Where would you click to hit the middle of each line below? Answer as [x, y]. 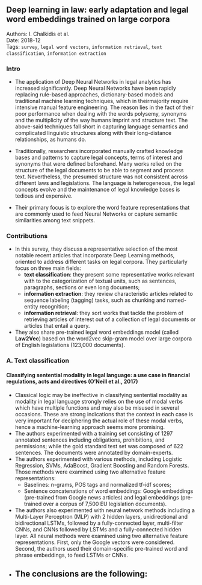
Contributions [27, 236]
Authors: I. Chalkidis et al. [38, 34]
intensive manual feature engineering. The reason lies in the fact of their [104, 107]
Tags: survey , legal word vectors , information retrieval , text [84, 46]
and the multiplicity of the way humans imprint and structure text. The [101, 120]
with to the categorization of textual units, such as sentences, [100, 281]
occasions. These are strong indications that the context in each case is [104, 414]
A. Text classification [38, 361]
